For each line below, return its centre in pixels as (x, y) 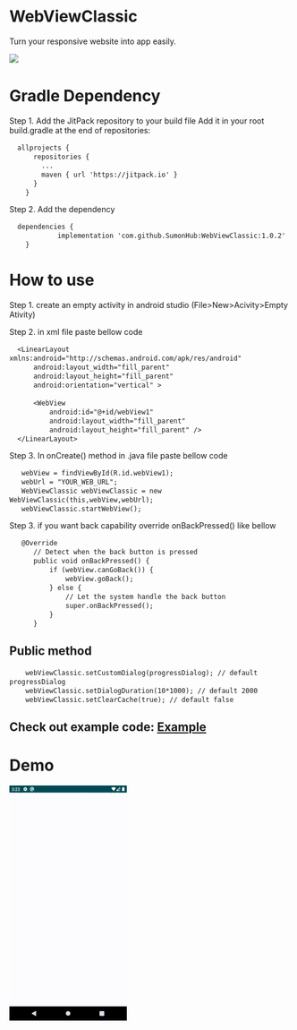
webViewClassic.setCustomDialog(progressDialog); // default (141, 673)
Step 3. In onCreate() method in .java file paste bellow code (119, 455)
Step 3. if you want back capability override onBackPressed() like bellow (143, 525)
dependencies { (46, 227)
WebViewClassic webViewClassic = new (92, 491)
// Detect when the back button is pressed (115, 552)
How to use (52, 280)
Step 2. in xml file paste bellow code (76, 331)
